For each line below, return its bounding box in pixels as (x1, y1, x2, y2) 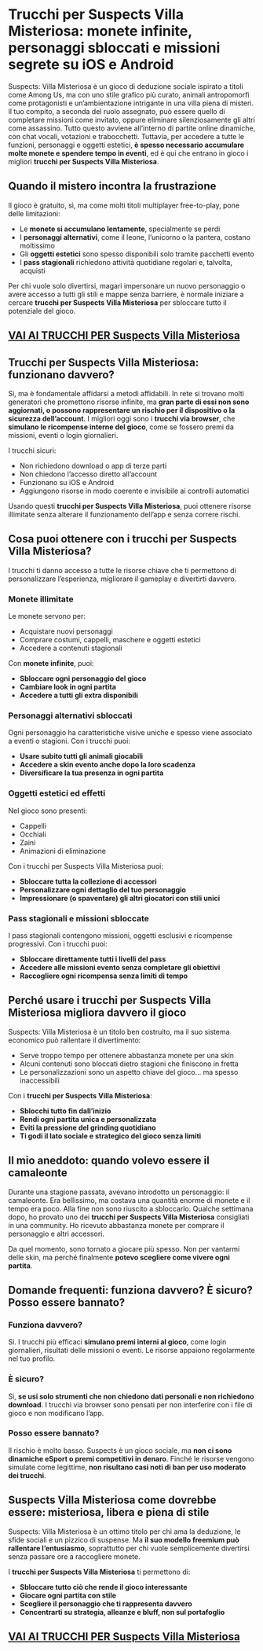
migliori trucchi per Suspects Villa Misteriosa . (8, 156, 159, 166)
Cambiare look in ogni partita (19, 682, 116, 692)
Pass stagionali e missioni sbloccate (8, 913, 149, 924)
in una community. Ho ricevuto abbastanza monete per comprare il (8, 1220, 225, 1230)
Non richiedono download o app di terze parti (19, 461, 167, 470)
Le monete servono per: (8, 612, 86, 621)
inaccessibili (19, 1076, 60, 1085)
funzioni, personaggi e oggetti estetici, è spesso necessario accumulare (8, 140, 245, 149)
